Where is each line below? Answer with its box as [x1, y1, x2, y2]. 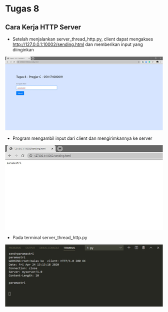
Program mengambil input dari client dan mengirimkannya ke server [12, 135, 152, 141]
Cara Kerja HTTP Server [5, 23, 81, 31]
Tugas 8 [5, 3, 39, 14]
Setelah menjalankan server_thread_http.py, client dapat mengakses [12, 36, 153, 42]
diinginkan [12, 47, 34, 52]
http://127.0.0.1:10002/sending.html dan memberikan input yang [12, 41, 143, 47]
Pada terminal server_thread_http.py [12, 235, 87, 241]
